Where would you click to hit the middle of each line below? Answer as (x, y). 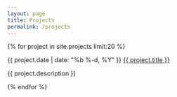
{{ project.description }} (42, 73)
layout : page (26, 14)
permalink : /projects (39, 27)
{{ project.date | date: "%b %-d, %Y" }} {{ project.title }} (88, 60)
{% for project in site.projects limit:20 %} (66, 47)
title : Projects (31, 20)
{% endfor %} (27, 87)
